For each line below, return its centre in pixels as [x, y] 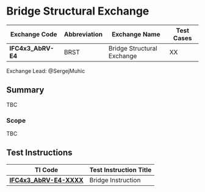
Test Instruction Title [120, 170]
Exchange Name [136, 34]
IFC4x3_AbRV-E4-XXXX [46, 180]
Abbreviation [83, 34]
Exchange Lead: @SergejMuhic [46, 70]
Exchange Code [34, 34]
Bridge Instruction [115, 180]
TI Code [46, 170]
